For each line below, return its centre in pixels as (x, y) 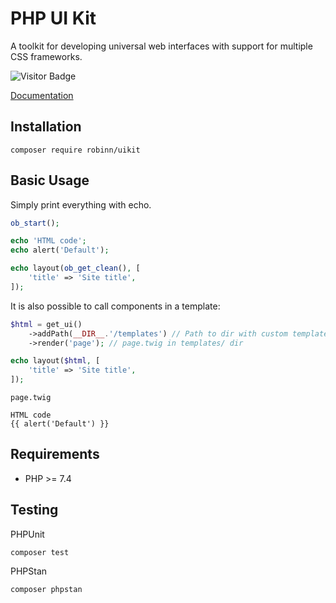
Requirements (55, 454)
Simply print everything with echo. (81, 204)
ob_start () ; (35, 223)
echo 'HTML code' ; (48, 241)
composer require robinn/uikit (75, 150)
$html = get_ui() (46, 324)
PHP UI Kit (53, 18)
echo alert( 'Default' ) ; (60, 250)
